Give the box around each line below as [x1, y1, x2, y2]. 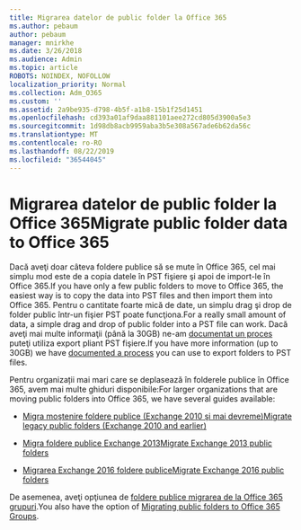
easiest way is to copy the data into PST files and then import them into [9, 290, 273, 301]
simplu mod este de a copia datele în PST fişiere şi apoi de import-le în [9, 271, 271, 282]
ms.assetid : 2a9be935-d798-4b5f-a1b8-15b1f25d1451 [9, 105, 203, 114]
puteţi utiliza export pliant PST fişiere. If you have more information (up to [9, 338, 279, 349]
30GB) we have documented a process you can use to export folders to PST [9, 348, 292, 358]
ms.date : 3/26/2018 [9, 47, 83, 56]
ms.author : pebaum [9, 22, 78, 31]
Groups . [9, 511, 40, 522]
